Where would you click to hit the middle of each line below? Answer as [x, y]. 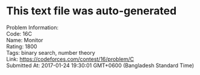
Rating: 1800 [22, 46]
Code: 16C [19, 33]
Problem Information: [33, 27]
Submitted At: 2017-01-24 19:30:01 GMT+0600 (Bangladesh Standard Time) [100, 65]
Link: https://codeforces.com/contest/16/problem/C [70, 59]
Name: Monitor [25, 40]
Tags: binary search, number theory [51, 52]
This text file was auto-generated [91, 11]
